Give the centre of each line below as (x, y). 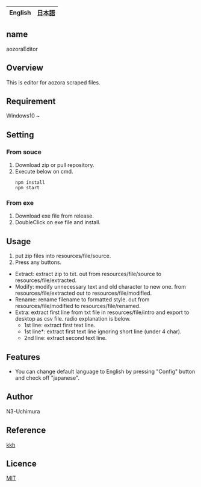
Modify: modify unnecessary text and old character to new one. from (100, 287)
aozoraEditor (22, 49)
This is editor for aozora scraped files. (53, 82)
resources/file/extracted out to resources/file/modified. (83, 293)
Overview (25, 68)
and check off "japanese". (47, 378)
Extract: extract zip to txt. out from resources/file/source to (88, 274)
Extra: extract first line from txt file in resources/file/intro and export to (102, 312)
